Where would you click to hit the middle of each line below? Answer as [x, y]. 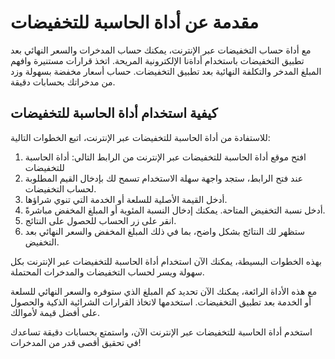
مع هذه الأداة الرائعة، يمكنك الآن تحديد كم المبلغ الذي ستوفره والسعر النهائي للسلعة [164, 291]
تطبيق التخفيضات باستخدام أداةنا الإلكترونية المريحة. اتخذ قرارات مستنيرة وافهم [157, 60]
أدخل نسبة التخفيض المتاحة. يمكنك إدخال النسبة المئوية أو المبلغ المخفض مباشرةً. [175, 210]
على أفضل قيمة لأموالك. [55, 312]
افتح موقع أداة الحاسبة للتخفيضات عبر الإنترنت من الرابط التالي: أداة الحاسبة [165, 157]
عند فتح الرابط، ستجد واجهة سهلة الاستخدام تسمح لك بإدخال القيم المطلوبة [164, 178]
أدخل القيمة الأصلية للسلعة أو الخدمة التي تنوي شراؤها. [126, 199]
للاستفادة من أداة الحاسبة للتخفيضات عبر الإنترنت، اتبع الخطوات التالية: [140, 137]
